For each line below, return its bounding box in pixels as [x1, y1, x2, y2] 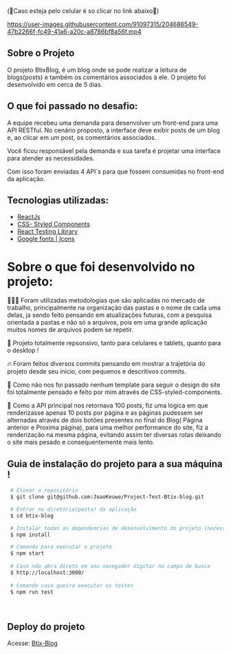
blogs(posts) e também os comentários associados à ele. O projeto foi [7, 73, 206, 81]
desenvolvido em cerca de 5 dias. [7, 80, 103, 88]
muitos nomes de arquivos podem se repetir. [7, 325, 134, 334]
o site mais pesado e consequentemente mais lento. [7, 438, 155, 447]
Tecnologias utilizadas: [7, 194, 109, 207]
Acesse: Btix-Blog [7, 639, 58, 648]
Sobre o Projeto [7, 48, 75, 59]
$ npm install [10, 531, 51, 538]
